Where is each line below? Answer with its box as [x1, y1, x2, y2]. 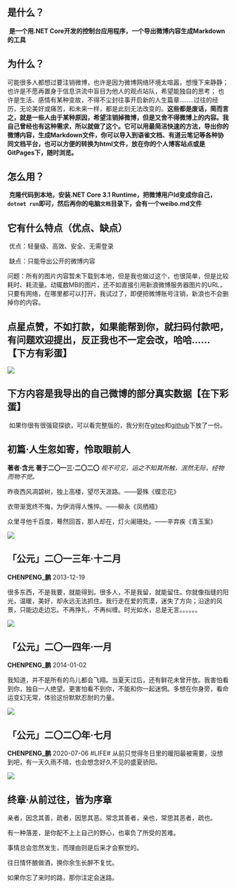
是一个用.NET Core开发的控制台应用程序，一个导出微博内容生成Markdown [8, 27, 225, 35]
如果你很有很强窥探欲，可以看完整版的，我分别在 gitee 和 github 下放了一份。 [8, 421, 227, 429]
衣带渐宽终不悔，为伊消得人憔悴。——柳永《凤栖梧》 [7, 502, 162, 511]
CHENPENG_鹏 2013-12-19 [7, 573, 86, 581]
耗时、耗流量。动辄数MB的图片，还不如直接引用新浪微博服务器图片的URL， [7, 280, 226, 289]
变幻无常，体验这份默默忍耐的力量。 [13, 693, 118, 702]
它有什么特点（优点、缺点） [7, 222, 128, 234]
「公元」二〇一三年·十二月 [7, 553, 122, 565]
